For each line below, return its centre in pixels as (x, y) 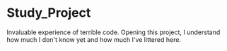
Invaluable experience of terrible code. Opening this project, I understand (113, 32)
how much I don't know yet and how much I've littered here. (94, 39)
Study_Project (49, 13)
